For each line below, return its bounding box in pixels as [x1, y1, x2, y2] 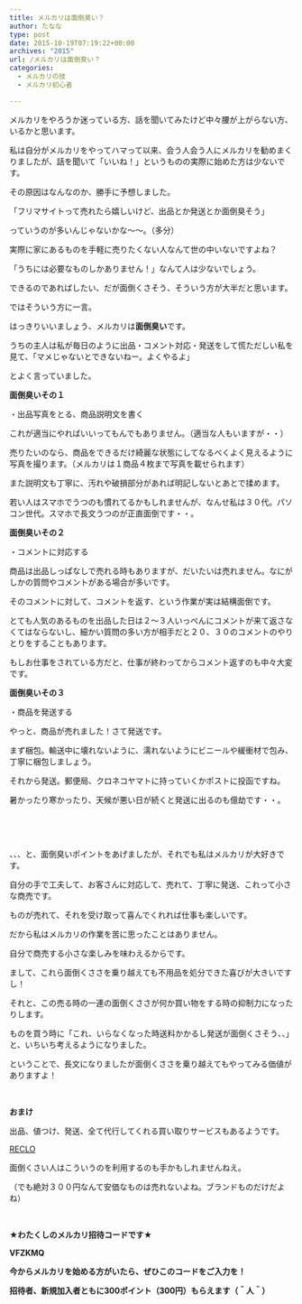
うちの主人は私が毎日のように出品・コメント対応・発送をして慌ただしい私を [9, 339, 294, 350]
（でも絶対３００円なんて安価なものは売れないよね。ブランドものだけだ [9, 1181, 278, 1192]
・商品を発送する [9, 706, 73, 717]
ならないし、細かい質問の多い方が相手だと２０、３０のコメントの [32, 626, 278, 637]
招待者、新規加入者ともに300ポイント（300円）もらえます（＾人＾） [9, 1285, 270, 1296]
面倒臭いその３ [9, 687, 65, 698]
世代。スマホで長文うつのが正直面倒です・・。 [24, 507, 199, 519]
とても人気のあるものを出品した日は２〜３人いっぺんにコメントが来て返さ [9, 615, 286, 625]
